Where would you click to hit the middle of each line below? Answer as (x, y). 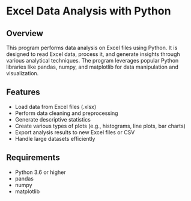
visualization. (23, 73)
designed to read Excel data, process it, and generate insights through (93, 54)
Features (23, 92)
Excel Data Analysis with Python (89, 11)
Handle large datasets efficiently (55, 138)
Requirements (33, 158)
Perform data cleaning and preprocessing (66, 113)
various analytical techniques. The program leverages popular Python (92, 60)
